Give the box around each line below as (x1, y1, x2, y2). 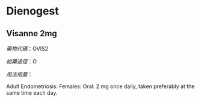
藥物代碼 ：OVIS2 (6, 45, 49, 52)
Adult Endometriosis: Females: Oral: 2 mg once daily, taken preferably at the (6, 83, 195, 90)
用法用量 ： (6, 71, 33, 78)
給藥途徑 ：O (6, 58, 37, 65)
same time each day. (6, 89, 58, 96)
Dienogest (6, 4, 59, 18)
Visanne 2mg (6, 28, 57, 39)
